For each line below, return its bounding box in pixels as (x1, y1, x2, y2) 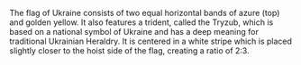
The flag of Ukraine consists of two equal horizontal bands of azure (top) (9, 8, 280, 18)
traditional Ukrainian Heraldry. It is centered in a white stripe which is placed (9, 36, 293, 46)
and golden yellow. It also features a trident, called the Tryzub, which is (9, 17, 274, 28)
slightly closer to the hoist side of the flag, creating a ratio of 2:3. (9, 45, 250, 56)
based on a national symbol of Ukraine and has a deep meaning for (9, 27, 259, 37)
